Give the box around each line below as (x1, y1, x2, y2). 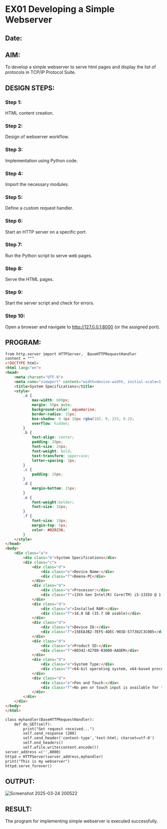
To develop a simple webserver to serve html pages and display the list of (5, 64, 156, 70)
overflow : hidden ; (31, 421, 70, 426)
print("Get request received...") (23, 726, 94, 731)
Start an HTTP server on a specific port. (5, 229, 87, 235)
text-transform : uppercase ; (31, 453, 90, 458)
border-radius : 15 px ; (31, 412, 77, 416)
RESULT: (5, 805, 32, 813)
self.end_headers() (23, 740, 64, 745)
